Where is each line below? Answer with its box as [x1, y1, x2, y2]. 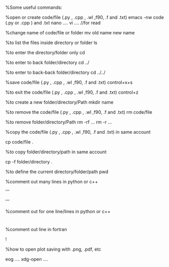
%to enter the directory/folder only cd [5, 50, 86, 55]
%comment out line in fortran [5, 227, 68, 233]
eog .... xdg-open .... [5, 256, 49, 262]
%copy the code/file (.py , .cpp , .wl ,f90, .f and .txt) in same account [5, 129, 151, 135]
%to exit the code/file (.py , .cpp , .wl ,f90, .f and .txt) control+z [5, 89, 139, 95]
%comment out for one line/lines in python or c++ [5, 209, 111, 214]
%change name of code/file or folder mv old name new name [5, 30, 135, 35]
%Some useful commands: [5, 5, 62, 10]
